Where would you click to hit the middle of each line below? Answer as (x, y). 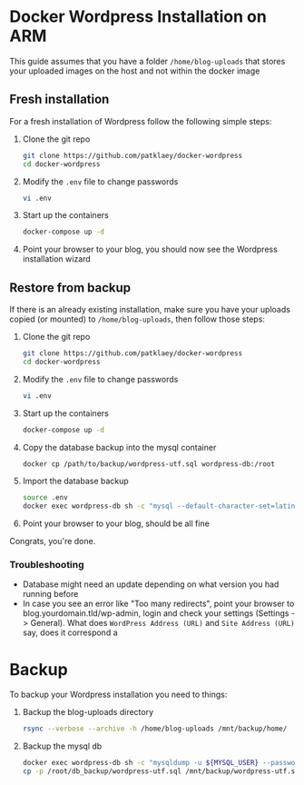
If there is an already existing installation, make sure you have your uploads (150, 310)
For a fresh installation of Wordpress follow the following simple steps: (141, 121)
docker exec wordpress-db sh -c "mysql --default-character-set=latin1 (161, 506)
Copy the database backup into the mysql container (119, 447)
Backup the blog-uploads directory (88, 712)
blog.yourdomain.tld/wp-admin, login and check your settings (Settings (156, 613)
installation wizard (56, 259)
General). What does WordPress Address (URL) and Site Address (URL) (162, 623)
